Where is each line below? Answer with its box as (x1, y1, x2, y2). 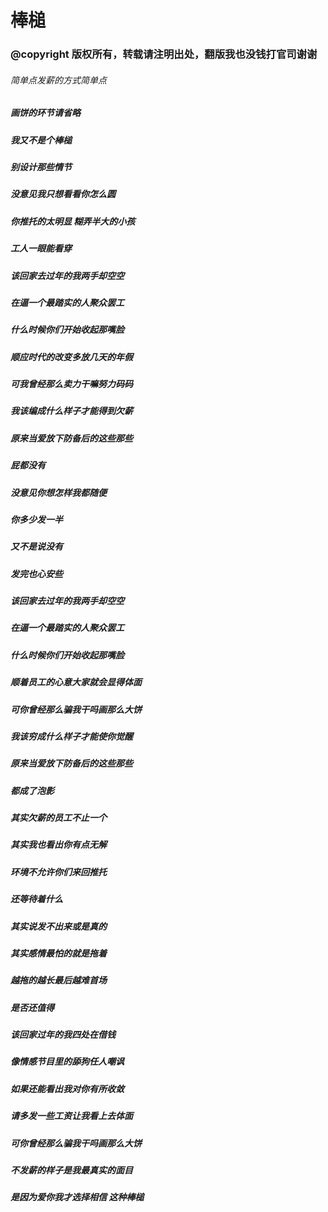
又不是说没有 (10, 541, 63, 553)
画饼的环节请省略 (10, 107, 81, 119)
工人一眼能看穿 (10, 242, 72, 255)
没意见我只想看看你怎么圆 (10, 188, 116, 200)
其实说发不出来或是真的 (10, 920, 107, 932)
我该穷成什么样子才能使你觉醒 (10, 730, 133, 742)
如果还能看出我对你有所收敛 (10, 1082, 125, 1095)
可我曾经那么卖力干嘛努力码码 (10, 378, 133, 390)
